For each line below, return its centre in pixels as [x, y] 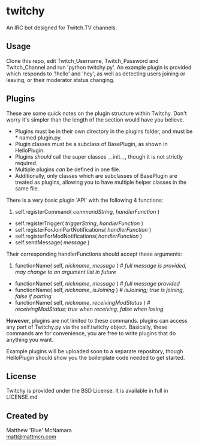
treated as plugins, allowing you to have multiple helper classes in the [101, 182]
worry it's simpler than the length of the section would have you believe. [95, 119]
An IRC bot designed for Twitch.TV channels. [62, 28]
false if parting [33, 296]
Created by [28, 416]
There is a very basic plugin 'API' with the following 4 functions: [85, 200]
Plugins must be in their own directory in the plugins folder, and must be [104, 131]
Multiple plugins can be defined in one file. [68, 169]
